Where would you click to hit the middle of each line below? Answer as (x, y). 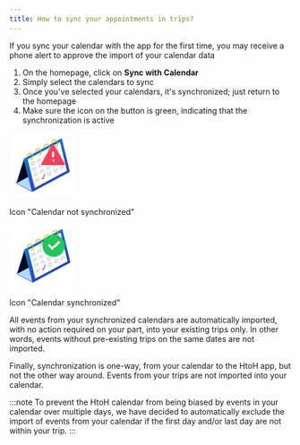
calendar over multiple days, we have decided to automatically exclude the (147, 411)
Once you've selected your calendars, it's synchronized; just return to (151, 91)
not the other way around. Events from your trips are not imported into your (148, 375)
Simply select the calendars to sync (88, 81)
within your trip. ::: (43, 431)
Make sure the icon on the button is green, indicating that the (135, 110)
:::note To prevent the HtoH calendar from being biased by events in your (144, 402)
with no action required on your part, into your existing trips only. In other (144, 329)
